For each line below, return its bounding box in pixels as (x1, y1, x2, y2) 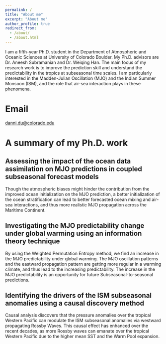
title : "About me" (5, 12, 43, 17)
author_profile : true (5, 21, 50, 26)
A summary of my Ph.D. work (5, 138, 128, 149)
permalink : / (5, 7, 32, 12)
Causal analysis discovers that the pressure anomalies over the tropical (5, 312, 151, 318)
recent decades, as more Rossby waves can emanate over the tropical (5, 328, 149, 334)
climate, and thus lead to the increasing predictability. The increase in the (5, 266, 156, 272)
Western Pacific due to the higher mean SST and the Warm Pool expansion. (5, 334, 160, 340)
